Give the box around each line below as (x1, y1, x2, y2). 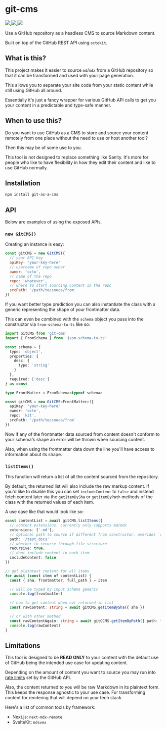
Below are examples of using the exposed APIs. (5, 219, 102, 225)
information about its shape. (5, 451, 63, 457)
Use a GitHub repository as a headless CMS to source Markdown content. (5, 30, 156, 36)
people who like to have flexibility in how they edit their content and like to (5, 159, 156, 165)
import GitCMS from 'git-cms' (5, 331, 68, 336)
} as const (5, 381, 28, 386)
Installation (5, 179, 41, 187)
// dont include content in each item (9, 551, 90, 556)
